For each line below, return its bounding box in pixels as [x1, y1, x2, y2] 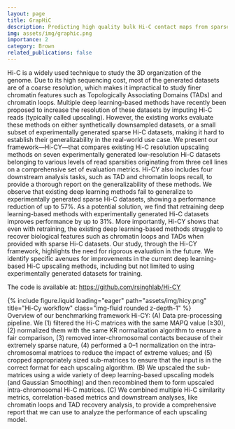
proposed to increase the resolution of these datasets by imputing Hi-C [7, 106, 213, 114]
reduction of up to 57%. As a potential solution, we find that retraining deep [7, 202, 225, 211]
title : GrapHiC [7, 17, 52, 24]
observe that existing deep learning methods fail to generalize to [7, 187, 194, 196]
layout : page [7, 10, 45, 17]
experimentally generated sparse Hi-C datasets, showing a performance [7, 195, 216, 203]
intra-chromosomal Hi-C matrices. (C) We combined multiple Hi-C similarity [7, 386, 225, 394]
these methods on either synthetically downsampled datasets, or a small [7, 120, 216, 129]
